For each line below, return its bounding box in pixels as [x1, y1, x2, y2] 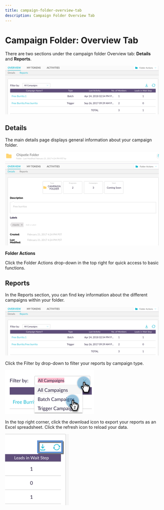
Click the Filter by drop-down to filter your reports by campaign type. [5, 360, 144, 366]
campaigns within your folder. [5, 297, 65, 303]
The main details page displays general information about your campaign [5, 137, 152, 143]
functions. [5, 265, 25, 271]
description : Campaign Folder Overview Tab [5, 13, 95, 18]
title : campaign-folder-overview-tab [5, 8, 82, 13]
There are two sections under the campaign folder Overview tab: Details [5, 51, 151, 57]
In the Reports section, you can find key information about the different [5, 292, 148, 298]
